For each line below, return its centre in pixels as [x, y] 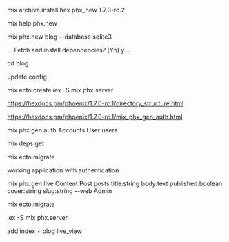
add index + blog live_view [45, 231]
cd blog [18, 63]
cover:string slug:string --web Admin [60, 191]
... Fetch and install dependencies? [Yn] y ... [69, 50]
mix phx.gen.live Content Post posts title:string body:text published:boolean [115, 183]
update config [27, 77]
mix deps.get [26, 143]
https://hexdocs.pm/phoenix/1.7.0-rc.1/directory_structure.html [96, 103]
